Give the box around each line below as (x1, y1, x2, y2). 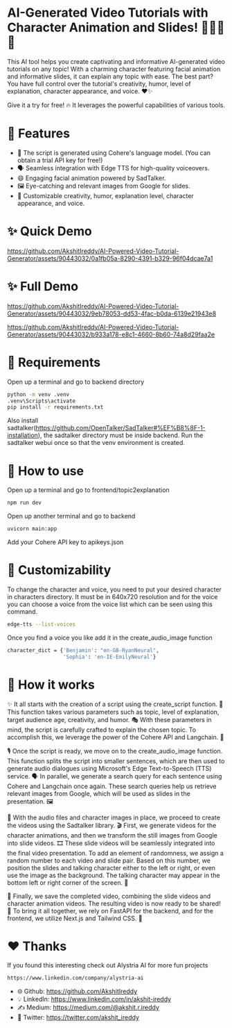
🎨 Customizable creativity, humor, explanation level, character (17, 191, 194, 199)
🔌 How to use (7, 463, 84, 479)
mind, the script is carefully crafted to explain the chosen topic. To (7, 725, 196, 734)
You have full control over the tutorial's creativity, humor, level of (7, 79, 192, 88)
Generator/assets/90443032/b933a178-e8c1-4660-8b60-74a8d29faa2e (7, 330, 215, 338)
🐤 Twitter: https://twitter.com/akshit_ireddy (17, 1013, 140, 1022)
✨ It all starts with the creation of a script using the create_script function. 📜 (7, 700, 224, 708)
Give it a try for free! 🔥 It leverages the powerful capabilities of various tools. (7, 101, 226, 109)
